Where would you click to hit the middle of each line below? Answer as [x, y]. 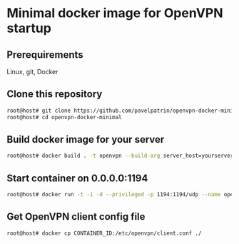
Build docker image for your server [86, 139]
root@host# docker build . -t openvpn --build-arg [83, 156]
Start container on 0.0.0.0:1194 [77, 178]
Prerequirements [45, 55]
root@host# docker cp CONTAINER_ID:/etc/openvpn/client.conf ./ [104, 233]
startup [29, 28]
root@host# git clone [39, 111]
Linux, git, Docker [32, 72]
